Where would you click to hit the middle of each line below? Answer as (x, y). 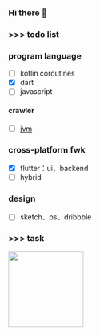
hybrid (30, 177)
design (22, 198)
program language (45, 55)
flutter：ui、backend (54, 168)
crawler (21, 110)
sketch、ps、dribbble (56, 217)
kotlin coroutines (48, 74)
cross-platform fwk (47, 149)
